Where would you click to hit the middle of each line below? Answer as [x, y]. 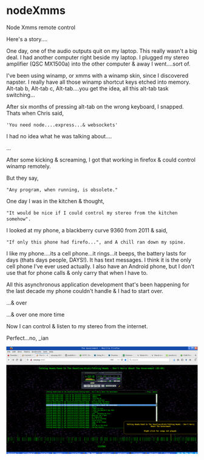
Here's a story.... [27, 39]
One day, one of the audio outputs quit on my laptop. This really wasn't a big [102, 51]
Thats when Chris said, [35, 113]
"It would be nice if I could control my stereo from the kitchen [92, 213]
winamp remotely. [29, 166]
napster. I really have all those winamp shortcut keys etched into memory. [98, 82]
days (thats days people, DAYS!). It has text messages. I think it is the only [99, 260]
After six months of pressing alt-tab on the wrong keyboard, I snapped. [95, 106]
